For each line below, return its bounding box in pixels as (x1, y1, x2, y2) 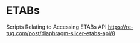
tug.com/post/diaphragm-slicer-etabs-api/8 (6, 29, 116, 36)
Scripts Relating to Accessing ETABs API (6, 23, 107, 30)
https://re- (107, 23, 134, 30)
